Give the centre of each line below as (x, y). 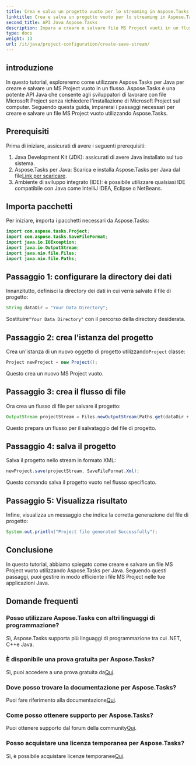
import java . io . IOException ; (41, 243)
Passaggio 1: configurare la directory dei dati (89, 277)
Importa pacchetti (39, 206)
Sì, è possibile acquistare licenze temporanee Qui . (65, 756)
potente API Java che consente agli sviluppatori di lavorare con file (86, 94)
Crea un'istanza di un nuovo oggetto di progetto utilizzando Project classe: (96, 351)
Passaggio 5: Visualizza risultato (67, 501)
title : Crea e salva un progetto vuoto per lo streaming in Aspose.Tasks (98, 11)
